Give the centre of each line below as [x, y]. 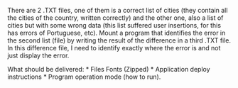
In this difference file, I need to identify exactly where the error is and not [114, 48]
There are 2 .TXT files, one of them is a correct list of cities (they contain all [118, 10]
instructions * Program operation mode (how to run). [84, 77]
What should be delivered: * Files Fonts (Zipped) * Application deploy [109, 69]
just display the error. [38, 55]
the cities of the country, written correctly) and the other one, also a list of [115, 18]
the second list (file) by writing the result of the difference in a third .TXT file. [119, 40]
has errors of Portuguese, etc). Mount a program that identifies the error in [117, 33]
